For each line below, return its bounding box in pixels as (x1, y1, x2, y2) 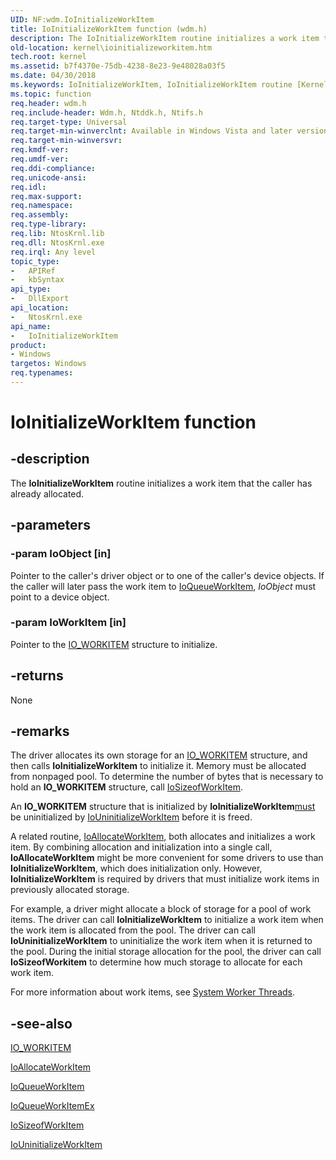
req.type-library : (10, 219, 87, 230)
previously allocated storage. (10, 884, 130, 896)
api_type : (10, 284, 52, 295)
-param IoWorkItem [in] (10, 616, 127, 630)
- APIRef (10, 266, 56, 276)
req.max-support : (10, 191, 83, 201)
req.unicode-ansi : (10, 172, 87, 183)
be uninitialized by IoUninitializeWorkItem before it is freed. (10, 811, 253, 823)
